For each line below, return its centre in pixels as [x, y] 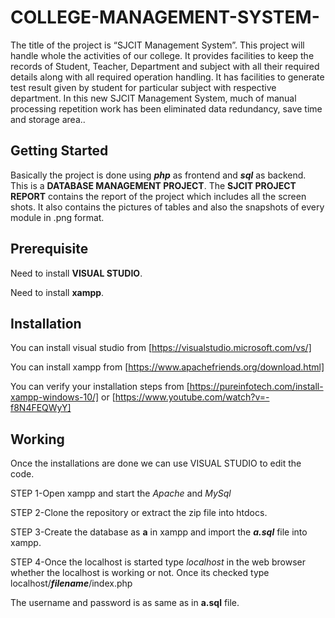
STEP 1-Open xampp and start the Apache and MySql [121, 493]
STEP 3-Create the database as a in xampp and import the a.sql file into [159, 532]
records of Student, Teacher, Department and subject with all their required [165, 66]
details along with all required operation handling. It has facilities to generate [167, 77]
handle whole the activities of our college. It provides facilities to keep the [162, 55]
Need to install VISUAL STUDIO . [76, 273]
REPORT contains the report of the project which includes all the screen [158, 196]
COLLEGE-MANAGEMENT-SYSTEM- [165, 17]
